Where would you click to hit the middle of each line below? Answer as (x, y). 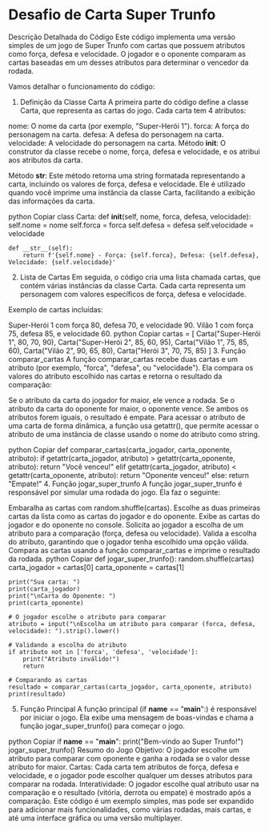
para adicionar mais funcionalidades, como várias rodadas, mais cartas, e (130, 809)
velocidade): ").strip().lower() (64, 631)
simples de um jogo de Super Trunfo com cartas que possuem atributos (127, 45)
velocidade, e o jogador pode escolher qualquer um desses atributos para (130, 775)
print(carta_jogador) (44, 589)
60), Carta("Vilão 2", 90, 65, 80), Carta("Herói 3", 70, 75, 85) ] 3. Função (127, 351)
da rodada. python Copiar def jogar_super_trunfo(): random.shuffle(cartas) (131, 559)
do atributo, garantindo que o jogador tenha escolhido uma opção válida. (128, 541)
